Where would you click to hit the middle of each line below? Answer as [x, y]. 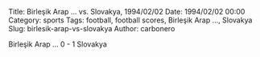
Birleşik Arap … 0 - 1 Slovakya [58, 44]
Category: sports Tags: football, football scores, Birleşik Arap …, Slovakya [130, 20]
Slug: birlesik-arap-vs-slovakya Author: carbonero [92, 28]
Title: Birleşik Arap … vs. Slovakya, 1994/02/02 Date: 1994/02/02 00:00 [127, 12]
